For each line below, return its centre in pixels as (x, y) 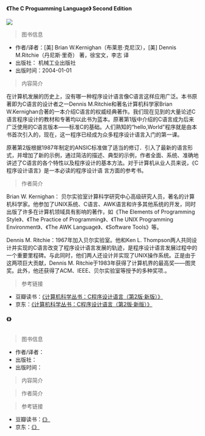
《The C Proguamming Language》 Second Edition (69, 8)
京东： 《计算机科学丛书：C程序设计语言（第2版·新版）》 (84, 305)
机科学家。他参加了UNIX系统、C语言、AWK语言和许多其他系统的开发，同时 (101, 204)
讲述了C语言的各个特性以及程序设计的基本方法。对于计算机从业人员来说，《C (103, 163)
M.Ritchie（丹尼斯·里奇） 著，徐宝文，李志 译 (72, 55)
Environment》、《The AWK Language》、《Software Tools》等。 (85, 227)
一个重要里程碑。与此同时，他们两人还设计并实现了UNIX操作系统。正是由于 (101, 256)
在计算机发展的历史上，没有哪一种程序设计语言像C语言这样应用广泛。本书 (99, 97)
